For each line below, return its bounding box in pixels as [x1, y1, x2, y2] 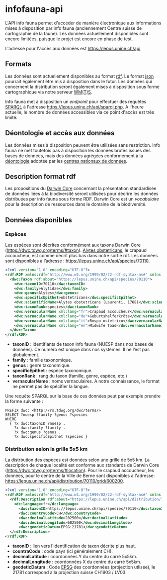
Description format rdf [5, 172, 76, 181]
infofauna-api [5, 3, 63, 15]
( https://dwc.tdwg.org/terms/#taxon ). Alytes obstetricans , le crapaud [5, 247, 147, 253]
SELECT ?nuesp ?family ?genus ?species [5, 412, 88, 417]
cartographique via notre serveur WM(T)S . [5, 89, 92, 95]
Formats [5, 60, 31, 68]
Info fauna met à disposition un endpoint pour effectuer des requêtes [5, 98, 147, 104]
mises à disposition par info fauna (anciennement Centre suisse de [5, 25, 142, 31]
